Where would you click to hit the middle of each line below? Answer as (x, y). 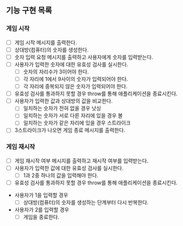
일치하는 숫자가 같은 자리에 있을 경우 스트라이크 (77, 123)
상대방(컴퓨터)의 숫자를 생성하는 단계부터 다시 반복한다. (86, 203)
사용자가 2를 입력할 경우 (42, 210)
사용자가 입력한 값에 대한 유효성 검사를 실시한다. (69, 168)
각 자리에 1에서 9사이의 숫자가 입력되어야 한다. (75, 79)
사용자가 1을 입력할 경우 (41, 195)
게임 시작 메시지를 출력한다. (46, 42)
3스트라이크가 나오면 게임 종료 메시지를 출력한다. (70, 130)
